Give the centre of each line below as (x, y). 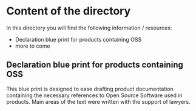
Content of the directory (69, 11)
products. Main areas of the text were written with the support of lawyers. (98, 101)
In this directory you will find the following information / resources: (89, 28)
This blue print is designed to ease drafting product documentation (90, 89)
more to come (32, 46)
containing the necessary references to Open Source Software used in (95, 95)
